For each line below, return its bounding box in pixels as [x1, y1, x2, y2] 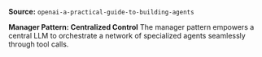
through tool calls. [8, 39, 69, 49]
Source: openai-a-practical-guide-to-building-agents [8, 7, 194, 16]
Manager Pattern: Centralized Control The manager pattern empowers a [8, 22, 255, 31]
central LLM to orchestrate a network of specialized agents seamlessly [8, 31, 246, 40]
